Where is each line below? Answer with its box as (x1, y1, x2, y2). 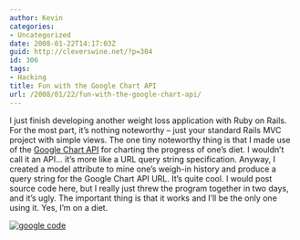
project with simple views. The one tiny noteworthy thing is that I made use (9, 134, 291, 145)
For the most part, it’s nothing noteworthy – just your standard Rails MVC (9, 124, 282, 135)
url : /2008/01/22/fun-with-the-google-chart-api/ (9, 89, 202, 99)
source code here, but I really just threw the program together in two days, (9, 183, 289, 193)
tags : (9, 65, 30, 74)
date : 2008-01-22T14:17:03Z (9, 38, 117, 48)
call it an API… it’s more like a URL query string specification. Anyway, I (9, 153, 276, 164)
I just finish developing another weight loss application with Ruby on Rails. (9, 115, 287, 126)
